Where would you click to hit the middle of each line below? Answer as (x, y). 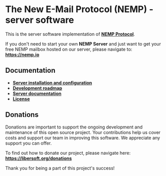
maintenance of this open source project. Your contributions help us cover (83, 132)
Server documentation (37, 93)
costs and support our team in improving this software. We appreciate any (83, 138)
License (21, 99)
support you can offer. (29, 143)
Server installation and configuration (52, 82)
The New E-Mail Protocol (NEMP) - (79, 9)
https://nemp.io (22, 55)
